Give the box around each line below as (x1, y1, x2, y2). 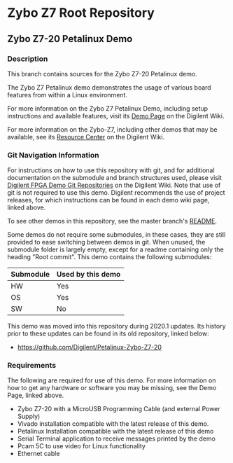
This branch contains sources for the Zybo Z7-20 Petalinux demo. (7, 69, 197, 78)
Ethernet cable (17, 450, 60, 458)
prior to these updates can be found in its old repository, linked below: (7, 329, 209, 338)
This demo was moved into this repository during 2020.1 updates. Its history (7, 322, 226, 331)
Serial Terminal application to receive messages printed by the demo (17, 434, 216, 443)
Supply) (17, 412, 41, 421)
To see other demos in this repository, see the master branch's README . (7, 217, 217, 226)
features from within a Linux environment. (7, 90, 128, 99)
